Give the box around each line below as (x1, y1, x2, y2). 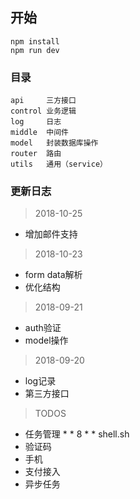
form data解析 (24, 269, 83, 281)
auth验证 (24, 322, 62, 334)
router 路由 (10, 149, 62, 159)
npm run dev (10, 45, 60, 55)
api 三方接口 (10, 96, 77, 106)
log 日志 (10, 117, 62, 127)
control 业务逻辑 (10, 106, 77, 117)
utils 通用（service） (10, 159, 108, 170)
